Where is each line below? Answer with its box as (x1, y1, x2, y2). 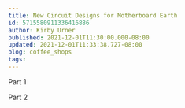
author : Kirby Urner (8, 26, 76, 34)
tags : (8, 56, 26, 64)
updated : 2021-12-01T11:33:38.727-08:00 (8, 41, 143, 49)
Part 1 (8, 76, 27, 87)
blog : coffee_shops (8, 48, 72, 56)
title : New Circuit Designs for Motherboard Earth (8, 11, 178, 20)
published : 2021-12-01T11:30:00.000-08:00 (8, 33, 150, 42)
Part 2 (8, 92, 28, 102)
